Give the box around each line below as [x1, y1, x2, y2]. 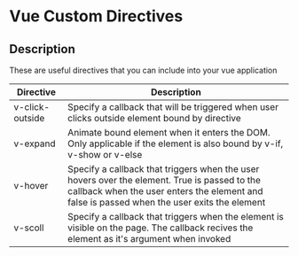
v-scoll [13, 221, 44, 234]
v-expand [13, 137, 56, 150]
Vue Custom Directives [9, 6, 184, 27]
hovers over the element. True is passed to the [67, 175, 262, 186]
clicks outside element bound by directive [67, 112, 241, 124]
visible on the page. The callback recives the [67, 221, 254, 234]
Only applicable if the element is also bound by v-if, [67, 137, 284, 150]
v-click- [13, 101, 51, 112]
